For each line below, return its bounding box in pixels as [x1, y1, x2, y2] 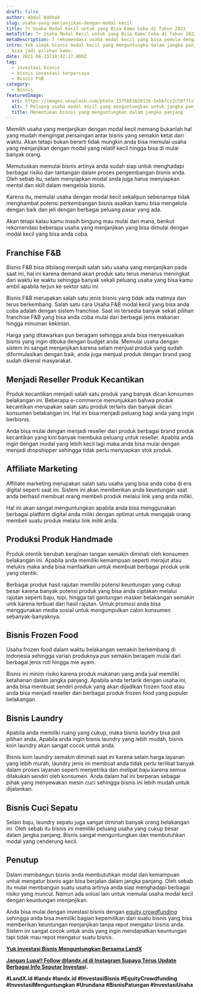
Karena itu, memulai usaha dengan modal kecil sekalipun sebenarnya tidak [6, 193, 190, 201]
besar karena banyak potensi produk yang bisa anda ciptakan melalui [6, 587, 178, 594]
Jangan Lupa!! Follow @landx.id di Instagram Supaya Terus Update [6, 957, 176, 964]
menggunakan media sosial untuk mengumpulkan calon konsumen [6, 606, 171, 613]
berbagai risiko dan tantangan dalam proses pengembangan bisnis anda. [6, 169, 186, 176]
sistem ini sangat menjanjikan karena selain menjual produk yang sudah [6, 344, 183, 351]
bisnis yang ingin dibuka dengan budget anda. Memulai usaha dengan [6, 338, 179, 345]
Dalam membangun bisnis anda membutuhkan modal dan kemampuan [6, 870, 180, 878]
